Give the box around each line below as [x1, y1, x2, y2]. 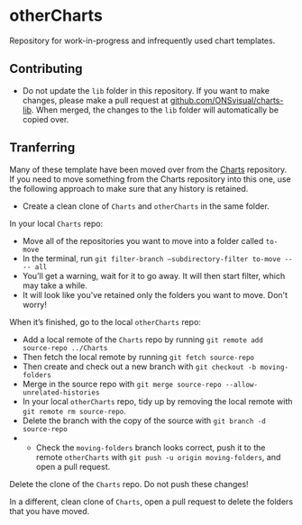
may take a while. [22, 280, 88, 291]
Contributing [9, 61, 83, 77]
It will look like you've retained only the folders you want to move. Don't [22, 289, 288, 300]
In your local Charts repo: [9, 218, 104, 229]
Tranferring [9, 140, 76, 156]
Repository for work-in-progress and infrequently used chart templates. [9, 35, 276, 46]
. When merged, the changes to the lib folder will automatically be [31, 104, 279, 115]
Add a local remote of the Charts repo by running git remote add [22, 334, 263, 345]
